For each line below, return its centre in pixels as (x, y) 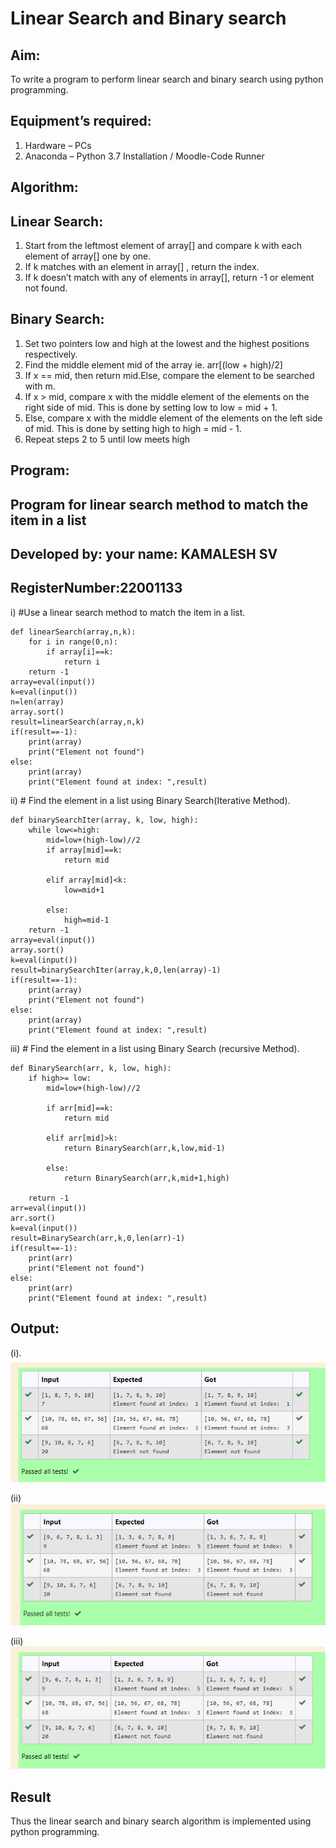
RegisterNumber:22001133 (96, 588)
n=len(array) (37, 702)
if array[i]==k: (80, 652)
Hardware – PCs (58, 145)
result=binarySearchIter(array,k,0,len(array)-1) (116, 970)
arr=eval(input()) (48, 1208)
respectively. (51, 354)
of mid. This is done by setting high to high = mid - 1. (133, 428)
